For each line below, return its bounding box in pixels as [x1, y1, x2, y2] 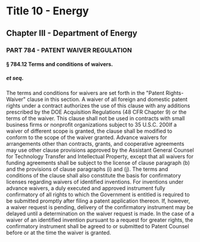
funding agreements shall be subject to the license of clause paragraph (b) [6, 160, 190, 167]
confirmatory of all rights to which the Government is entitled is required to [6, 191, 190, 198]
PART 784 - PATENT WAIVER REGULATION [6, 46, 133, 54]
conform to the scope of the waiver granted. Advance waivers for [6, 134, 167, 141]
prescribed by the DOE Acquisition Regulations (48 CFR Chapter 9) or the [6, 109, 187, 116]
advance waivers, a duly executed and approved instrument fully [6, 185, 165, 192]
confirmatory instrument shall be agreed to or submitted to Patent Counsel [6, 223, 189, 230]
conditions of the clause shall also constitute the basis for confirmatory [6, 172, 181, 179]
